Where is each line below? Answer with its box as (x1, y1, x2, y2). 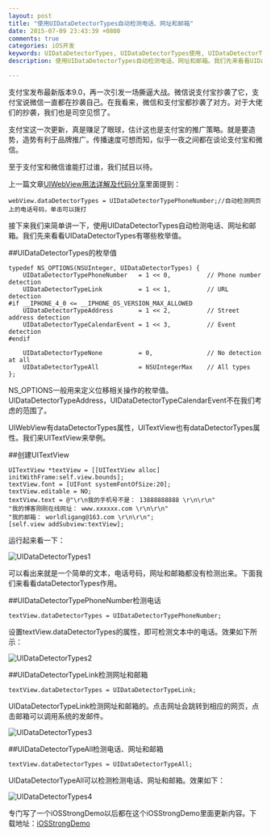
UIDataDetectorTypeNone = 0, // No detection (23, 348, 262, 357)
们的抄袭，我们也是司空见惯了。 (8, 107, 115, 117)
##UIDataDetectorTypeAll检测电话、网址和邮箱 (8, 744, 164, 754)
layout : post (8, 11, 52, 20)
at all (8, 356, 31, 364)
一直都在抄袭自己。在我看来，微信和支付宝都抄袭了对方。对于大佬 (43, 97, 263, 107)
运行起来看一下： (8, 535, 65, 545)
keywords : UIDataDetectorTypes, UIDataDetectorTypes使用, (8, 49, 205, 57)
